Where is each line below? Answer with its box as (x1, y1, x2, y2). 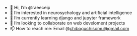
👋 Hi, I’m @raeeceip (9, 5, 51, 10)
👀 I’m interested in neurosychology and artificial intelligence (9, 10, 133, 16)
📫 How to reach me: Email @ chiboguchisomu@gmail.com (9, 26, 130, 31)
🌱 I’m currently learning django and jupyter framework (9, 15, 121, 20)
